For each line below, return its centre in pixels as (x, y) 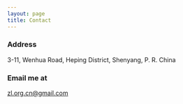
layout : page (26, 14)
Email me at (27, 77)
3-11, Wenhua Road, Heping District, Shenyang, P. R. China (91, 59)
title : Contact (29, 20)
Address (22, 45)
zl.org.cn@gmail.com (38, 93)
